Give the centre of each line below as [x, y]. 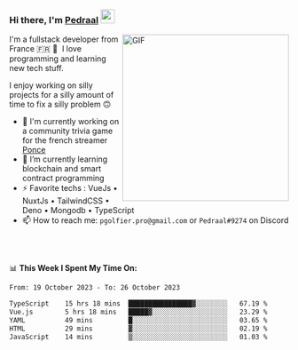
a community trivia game [67, 131]
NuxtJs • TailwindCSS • [66, 201]
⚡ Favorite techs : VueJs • [70, 188]
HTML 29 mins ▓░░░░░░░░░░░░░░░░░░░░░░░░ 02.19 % [138, 329]
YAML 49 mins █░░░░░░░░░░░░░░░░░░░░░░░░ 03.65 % [138, 320]
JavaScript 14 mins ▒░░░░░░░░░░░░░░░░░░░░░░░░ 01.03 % [138, 337]
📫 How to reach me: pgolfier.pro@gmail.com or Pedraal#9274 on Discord [155, 220]
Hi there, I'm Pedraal [54, 20]
